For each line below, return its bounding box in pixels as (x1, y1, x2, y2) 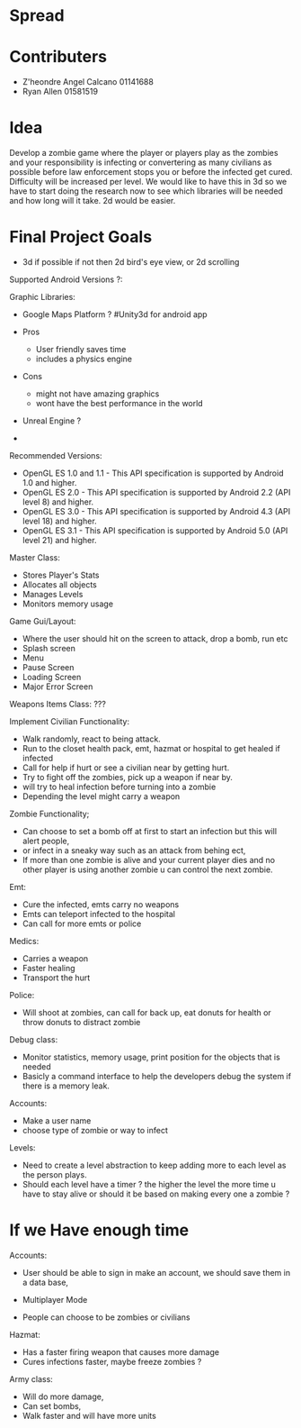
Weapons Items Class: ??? (9, 699, 106, 709)
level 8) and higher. (22, 496, 94, 507)
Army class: (9, 1373, 54, 1384)
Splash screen (22, 643, 76, 653)
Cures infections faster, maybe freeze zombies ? (22, 1356, 202, 1367)
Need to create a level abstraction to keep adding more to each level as (22, 1160, 287, 1170)
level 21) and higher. (22, 535, 97, 545)
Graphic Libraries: (9, 292, 76, 302)
